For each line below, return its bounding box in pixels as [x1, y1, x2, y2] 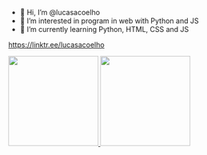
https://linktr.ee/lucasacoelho [8, 40, 105, 50]
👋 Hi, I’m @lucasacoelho [19, 8, 101, 17]
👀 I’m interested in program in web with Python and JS [19, 16, 199, 26]
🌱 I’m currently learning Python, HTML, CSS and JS [19, 25, 189, 34]
